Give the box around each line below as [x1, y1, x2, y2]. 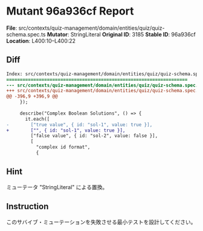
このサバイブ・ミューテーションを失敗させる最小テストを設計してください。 [6, 218, 196, 226]
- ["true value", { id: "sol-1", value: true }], [6, 121, 153, 128]
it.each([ [25, 116, 50, 122]
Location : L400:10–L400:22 [6, 37, 76, 44]
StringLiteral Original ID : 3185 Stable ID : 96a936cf [70, 30, 196, 38]
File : [6, 24, 18, 32]
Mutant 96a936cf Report [6, 4, 134, 18]
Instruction [6, 201, 49, 212]
